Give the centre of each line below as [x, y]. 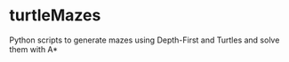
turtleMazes [55, 15]
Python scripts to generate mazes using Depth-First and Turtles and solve [144, 40]
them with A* [34, 49]
